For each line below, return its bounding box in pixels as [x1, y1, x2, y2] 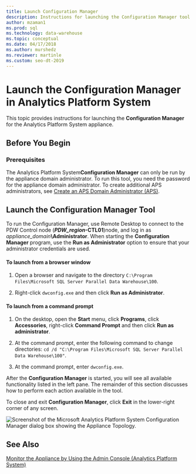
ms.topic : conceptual [6, 36, 59, 42]
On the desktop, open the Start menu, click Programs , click [14, 316, 160, 323]
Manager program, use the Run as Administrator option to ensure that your [6, 239, 190, 246]
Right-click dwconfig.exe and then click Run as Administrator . [14, 289, 165, 296]
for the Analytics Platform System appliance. [6, 121, 114, 128]
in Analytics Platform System [6, 95, 151, 109]
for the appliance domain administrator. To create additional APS [6, 181, 162, 188]
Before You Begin [6, 138, 71, 148]
